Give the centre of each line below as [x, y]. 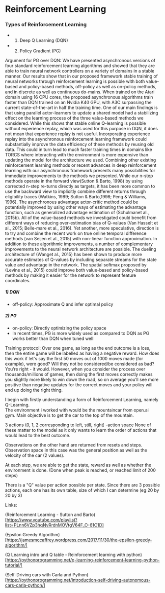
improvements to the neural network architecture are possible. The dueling [81, 249]
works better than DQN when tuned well [53, 338]
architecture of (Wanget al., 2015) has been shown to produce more [74, 255]
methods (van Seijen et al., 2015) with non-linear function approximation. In [81, 239]
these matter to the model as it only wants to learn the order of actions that [81, 430]
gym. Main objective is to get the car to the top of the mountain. [69, 415]
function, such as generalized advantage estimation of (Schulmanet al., [77, 213]
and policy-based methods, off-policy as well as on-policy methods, [88, 87]
